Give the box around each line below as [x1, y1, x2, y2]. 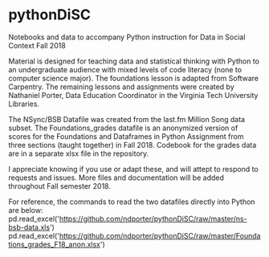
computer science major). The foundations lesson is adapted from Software [8, 73, 259, 83]
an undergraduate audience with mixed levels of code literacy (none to [8, 64, 243, 74]
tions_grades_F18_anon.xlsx [8, 239, 101, 249]
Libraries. [8, 99, 40, 108]
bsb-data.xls [8, 222, 51, 232]
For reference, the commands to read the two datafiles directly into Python [8, 197, 255, 206]
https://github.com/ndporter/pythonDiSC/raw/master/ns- [59, 214, 247, 223]
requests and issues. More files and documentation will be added [8, 173, 225, 182]
